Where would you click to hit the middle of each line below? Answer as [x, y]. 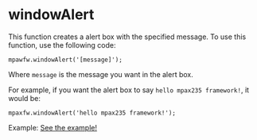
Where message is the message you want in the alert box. [101, 74]
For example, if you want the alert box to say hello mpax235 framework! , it [128, 90]
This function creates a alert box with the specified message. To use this [127, 37]
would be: [25, 98]
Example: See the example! [53, 127]
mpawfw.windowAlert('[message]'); [66, 60]
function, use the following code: [62, 45]
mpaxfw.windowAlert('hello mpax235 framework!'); [92, 113]
